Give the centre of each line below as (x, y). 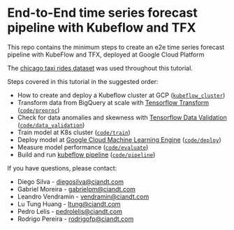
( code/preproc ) (38, 110)
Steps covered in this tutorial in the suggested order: (83, 81)
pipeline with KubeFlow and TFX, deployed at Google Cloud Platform (106, 55)
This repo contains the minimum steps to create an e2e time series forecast (116, 47)
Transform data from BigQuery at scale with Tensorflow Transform (113, 102)
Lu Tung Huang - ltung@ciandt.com (69, 203)
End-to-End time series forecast (102, 13)
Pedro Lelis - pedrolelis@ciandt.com (70, 211)
